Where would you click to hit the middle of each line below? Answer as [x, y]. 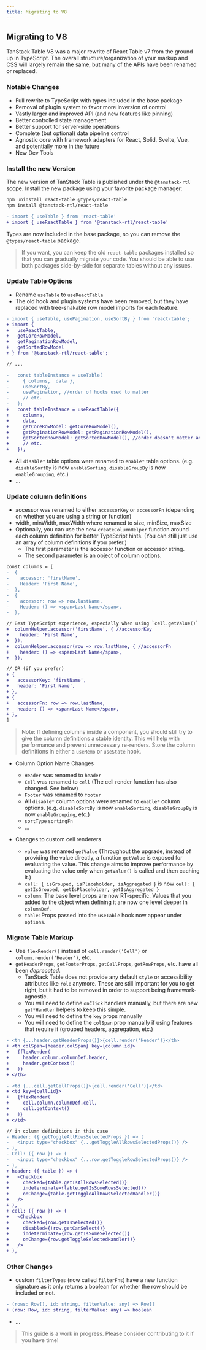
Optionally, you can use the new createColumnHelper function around [102, 530]
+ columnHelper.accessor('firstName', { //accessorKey [79, 630]
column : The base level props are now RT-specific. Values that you [108, 896]
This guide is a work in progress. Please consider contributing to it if [108, 1333]
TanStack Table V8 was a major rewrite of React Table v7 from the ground [100, 52]
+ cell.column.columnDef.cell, [52, 1103]
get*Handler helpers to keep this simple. [75, 1009]
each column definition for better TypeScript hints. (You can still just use [106, 536]
